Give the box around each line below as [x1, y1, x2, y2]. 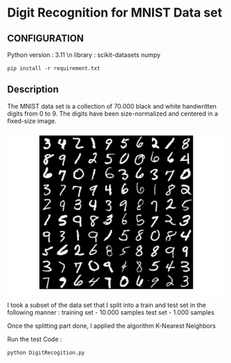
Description [7, 84, 59, 95]
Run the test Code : [7, 335, 62, 343]
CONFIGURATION [7, 32, 84, 44]
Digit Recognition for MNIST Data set [7, 5, 223, 21]
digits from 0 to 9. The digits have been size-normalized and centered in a [7, 109, 219, 118]
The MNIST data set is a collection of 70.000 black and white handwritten [7, 102, 216, 110]
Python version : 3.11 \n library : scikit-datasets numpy [7, 50, 161, 59]
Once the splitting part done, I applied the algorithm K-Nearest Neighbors [7, 322, 216, 330]
